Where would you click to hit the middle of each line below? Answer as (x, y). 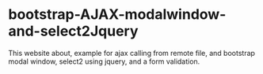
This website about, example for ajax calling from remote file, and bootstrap (132, 53)
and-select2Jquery (73, 31)
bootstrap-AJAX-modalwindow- (117, 15)
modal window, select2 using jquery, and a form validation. (104, 61)
